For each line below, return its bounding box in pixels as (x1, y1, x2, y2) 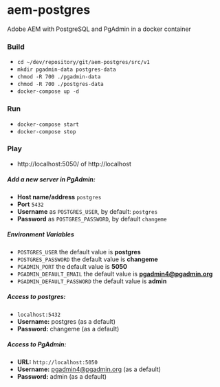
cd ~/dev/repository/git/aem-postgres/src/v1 (16, 59, 150, 66)
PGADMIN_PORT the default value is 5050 (16, 262, 128, 270)
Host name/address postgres (16, 192, 102, 201)
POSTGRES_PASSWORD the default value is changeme (16, 255, 158, 263)
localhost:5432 (16, 311, 61, 318)
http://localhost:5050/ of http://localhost (16, 159, 132, 168)
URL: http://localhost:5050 (16, 357, 98, 366)
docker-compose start (16, 121, 79, 128)
